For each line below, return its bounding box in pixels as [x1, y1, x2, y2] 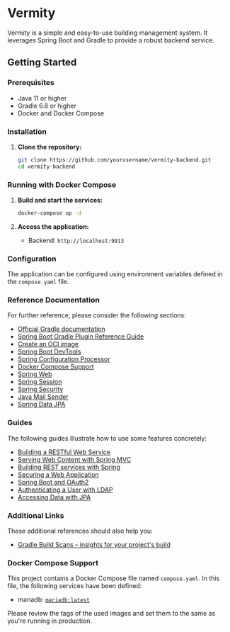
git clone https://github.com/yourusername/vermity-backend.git [17, 156, 212, 164]
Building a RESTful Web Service [17, 448, 111, 456]
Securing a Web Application [17, 470, 99, 479]
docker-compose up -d [17, 209, 81, 217]
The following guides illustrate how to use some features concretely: [7, 434, 207, 442]
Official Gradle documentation [17, 325, 106, 334]
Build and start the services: [17, 196, 103, 204]
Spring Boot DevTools [17, 347, 81, 356]
